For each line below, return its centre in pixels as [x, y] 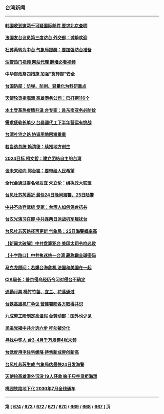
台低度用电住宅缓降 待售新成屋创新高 [42, 352]
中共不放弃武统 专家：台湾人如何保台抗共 [46, 207]
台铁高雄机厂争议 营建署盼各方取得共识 [44, 304]
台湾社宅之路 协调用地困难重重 [36, 134]
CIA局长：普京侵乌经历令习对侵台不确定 [45, 280]
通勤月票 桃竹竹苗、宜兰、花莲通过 [40, 291]
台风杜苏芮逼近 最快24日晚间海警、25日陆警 [50, 195]
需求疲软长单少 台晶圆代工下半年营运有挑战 [48, 122]
